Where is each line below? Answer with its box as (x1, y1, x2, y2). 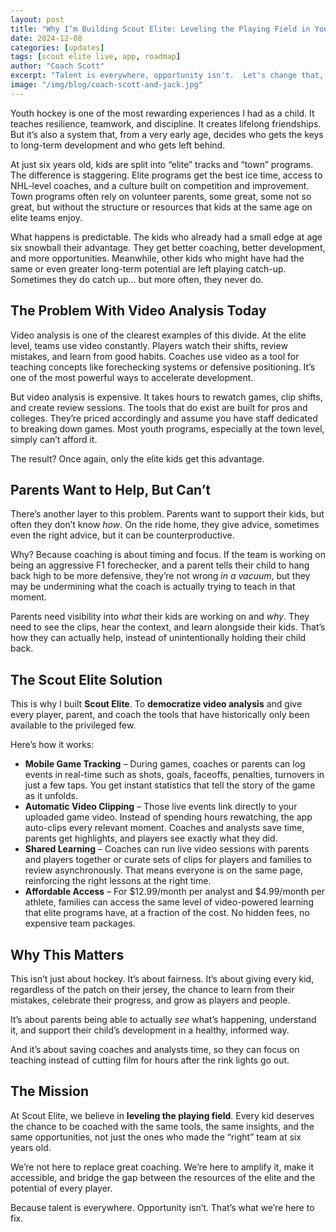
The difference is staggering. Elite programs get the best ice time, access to (10, 169, 323, 181)
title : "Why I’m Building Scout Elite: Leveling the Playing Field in (10, 24, 311, 34)
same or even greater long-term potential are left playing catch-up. (10, 262, 287, 275)
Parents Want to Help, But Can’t (10, 481, 211, 498)
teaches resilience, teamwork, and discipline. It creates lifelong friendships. (10, 117, 322, 130)
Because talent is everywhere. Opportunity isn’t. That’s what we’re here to (10, 1201, 315, 1213)
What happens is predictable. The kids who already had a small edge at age (10, 231, 323, 243)
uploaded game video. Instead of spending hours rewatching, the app (24, 811, 313, 823)
